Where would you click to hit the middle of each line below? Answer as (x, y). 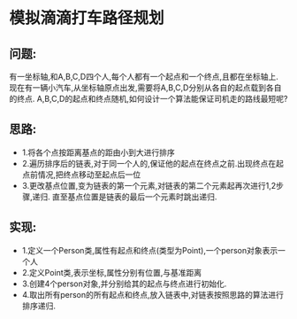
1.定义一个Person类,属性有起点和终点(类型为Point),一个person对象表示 (150, 250)
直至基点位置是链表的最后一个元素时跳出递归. (134, 197)
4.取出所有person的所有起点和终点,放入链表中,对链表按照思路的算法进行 (153, 294)
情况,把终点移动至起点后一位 (89, 175)
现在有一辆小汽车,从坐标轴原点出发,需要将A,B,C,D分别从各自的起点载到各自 (145, 88)
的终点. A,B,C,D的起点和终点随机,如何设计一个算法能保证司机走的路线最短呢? (148, 99)
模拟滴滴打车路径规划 (87, 18)
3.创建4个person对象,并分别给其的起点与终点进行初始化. (124, 284)
